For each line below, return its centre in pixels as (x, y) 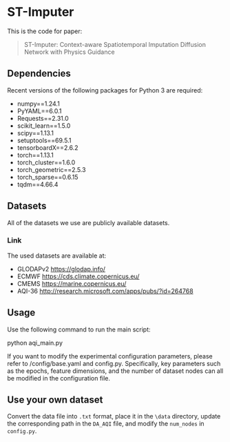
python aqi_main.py (35, 343)
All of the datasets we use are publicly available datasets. (88, 222)
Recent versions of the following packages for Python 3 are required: (105, 90)
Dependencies (39, 74)
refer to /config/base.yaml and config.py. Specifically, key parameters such (114, 363)
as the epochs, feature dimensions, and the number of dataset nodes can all (115, 371)
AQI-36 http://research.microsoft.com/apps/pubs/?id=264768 (105, 291)
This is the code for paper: (45, 31)
